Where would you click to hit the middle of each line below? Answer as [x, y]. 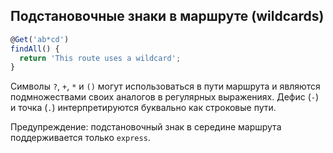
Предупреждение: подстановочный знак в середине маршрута [146, 127]
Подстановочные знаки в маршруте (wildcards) [167, 16]
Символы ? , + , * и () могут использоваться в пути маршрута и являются [165, 86]
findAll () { [35, 49]
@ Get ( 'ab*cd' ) [40, 39]
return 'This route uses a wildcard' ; [100, 58]
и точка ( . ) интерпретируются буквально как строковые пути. [143, 108]
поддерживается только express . [80, 138]
